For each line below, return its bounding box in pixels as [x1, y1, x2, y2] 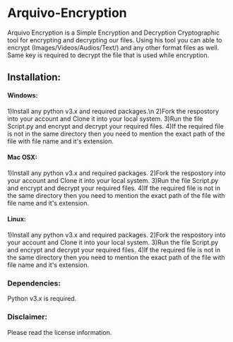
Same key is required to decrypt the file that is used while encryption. [7, 51, 210, 59]
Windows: [7, 90, 38, 100]
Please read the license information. [7, 328, 112, 336]
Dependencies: [7, 278, 61, 288]
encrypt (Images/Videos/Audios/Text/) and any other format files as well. [7, 43, 220, 52]
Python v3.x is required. [7, 295, 77, 303]
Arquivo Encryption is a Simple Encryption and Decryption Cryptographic [7, 28, 220, 37]
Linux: [7, 215, 26, 223]
